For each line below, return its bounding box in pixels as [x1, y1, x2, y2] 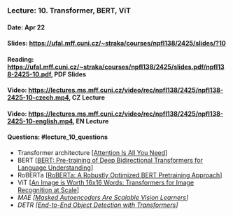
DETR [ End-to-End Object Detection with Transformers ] [17, 201, 178, 209]
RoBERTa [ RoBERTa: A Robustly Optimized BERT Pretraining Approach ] [17, 171, 223, 180]
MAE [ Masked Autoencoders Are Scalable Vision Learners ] [17, 194, 189, 202]
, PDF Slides [50, 69, 86, 79]
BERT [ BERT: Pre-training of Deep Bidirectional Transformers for [17, 156, 203, 165]
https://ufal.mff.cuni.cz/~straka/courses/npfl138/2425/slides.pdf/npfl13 [7, 62, 225, 71]
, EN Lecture [72, 116, 109, 125]
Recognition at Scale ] [17, 186, 79, 194]
